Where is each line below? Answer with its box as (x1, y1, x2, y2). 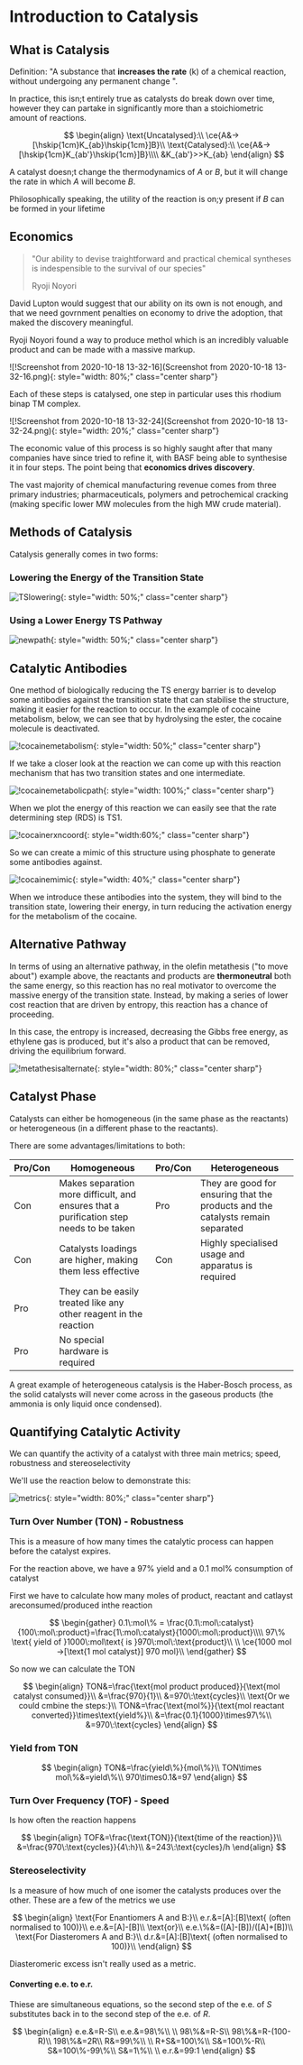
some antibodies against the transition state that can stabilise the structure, (9, 695, 289, 705)
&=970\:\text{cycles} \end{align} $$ (85, 1719, 218, 1729)
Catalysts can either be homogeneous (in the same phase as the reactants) (9, 1112, 289, 1124)
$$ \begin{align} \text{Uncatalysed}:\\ (63, 130, 205, 141)
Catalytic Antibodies (9, 660, 128, 676)
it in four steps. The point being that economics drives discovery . (9, 462, 255, 473)
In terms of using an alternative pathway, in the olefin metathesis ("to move (9, 961, 289, 972)
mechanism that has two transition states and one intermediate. (9, 768, 246, 779)
